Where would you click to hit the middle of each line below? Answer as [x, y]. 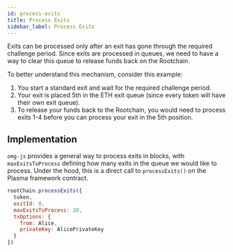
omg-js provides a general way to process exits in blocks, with [96, 156]
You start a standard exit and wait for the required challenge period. [114, 88]
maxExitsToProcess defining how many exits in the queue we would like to [112, 163]
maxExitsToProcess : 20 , [48, 210]
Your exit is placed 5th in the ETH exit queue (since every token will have [121, 95]
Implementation [42, 139]
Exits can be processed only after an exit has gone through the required [110, 47]
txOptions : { [32, 217]
